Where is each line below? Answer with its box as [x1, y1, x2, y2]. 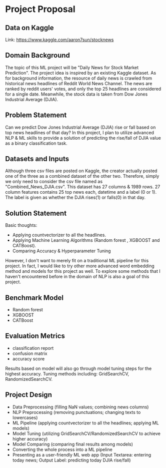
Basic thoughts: [5, 222, 37, 228]
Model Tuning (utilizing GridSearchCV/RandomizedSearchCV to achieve [12, 430, 161, 436]
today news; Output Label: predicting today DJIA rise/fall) [12, 457, 131, 463]
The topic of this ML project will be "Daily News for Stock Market [5, 64, 139, 71]
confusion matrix [12, 350, 47, 356]
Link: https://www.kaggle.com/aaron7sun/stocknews [5, 37, 114, 43]
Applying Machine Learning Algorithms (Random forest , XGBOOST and [12, 237, 160, 243]
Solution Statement [5, 209, 66, 217]
